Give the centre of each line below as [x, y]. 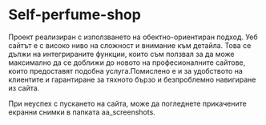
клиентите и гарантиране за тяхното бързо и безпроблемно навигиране [132, 79]
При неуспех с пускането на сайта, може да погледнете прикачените [127, 103]
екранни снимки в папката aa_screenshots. [82, 112]
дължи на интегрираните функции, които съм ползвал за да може [121, 54]
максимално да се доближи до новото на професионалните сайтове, [127, 62]
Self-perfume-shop [75, 15]
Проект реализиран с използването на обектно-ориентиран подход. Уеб [133, 37]
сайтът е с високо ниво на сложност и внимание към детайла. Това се [130, 45]
